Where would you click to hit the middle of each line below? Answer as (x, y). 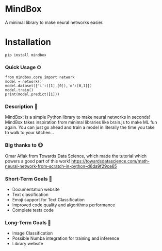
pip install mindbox (26, 55)
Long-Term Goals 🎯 (28, 222)
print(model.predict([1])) (32, 94)
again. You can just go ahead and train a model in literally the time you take (80, 127)
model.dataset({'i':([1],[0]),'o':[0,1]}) (49, 86)
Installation (28, 42)
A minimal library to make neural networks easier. (54, 22)
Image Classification (32, 233)
